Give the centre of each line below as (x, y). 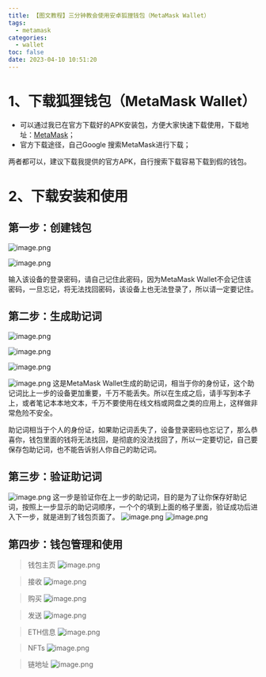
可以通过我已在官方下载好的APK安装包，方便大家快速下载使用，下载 (131, 124)
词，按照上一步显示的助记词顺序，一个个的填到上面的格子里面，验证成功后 (129, 507)
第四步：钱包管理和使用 (65, 544)
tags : (17, 23)
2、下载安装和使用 (68, 196)
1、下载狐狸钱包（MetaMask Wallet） (132, 102)
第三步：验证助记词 (55, 477)
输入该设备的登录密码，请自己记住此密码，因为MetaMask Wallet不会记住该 (130, 279)
